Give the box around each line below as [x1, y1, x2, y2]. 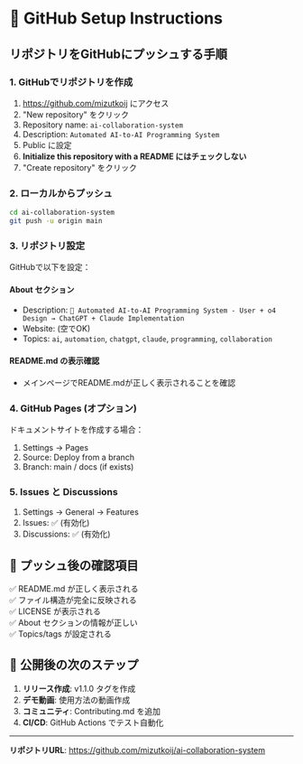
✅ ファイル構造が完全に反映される [9, 595, 137, 606]
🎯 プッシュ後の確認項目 [9, 557, 139, 573]
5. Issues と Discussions [9, 485, 119, 498]
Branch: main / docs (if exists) [22, 461, 134, 472]
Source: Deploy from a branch [22, 452, 135, 462]
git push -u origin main [9, 217, 103, 226]
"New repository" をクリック [22, 108, 129, 120]
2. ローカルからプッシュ [9, 187, 113, 200]
